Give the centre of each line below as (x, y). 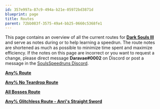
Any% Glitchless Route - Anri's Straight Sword (54, 102)
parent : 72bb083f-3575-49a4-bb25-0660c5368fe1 (54, 23)
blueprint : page (22, 14)
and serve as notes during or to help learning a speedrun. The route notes (80, 43)
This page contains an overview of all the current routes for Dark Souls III (80, 37)
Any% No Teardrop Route (32, 82)
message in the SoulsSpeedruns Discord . (47, 63)
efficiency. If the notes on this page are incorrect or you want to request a (80, 53)
